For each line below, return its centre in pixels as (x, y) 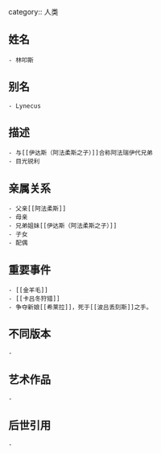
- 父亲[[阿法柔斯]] (37, 209)
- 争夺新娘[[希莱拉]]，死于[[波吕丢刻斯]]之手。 (80, 307)
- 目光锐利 (24, 162)
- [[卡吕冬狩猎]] (34, 299)
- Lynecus (25, 106)
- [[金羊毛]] (28, 291)
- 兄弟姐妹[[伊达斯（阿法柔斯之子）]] (63, 226)
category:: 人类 (33, 12)
